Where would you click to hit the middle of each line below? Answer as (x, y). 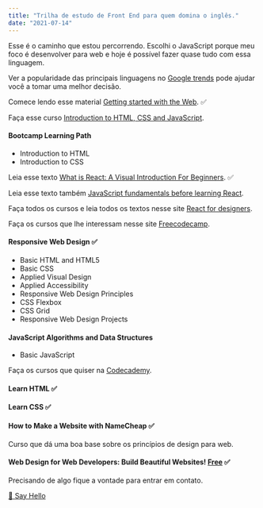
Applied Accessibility (54, 285)
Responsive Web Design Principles (76, 294)
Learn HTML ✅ (33, 388)
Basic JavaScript (47, 355)
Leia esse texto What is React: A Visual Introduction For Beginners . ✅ (121, 177)
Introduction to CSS (52, 162)
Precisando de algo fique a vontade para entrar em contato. (106, 480)
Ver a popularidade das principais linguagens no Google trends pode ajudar (132, 78)
